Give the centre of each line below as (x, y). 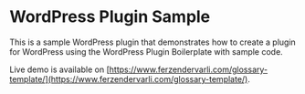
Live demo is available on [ (59, 69)
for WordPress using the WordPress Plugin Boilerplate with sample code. (146, 51)
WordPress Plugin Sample (110, 17)
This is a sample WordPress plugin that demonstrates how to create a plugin (153, 42)
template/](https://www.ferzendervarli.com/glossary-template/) (129, 78)
